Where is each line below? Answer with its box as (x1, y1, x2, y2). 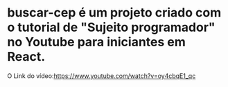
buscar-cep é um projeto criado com (7, 5, 222, 21)
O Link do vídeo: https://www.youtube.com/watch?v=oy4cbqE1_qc (7, 71, 196, 80)
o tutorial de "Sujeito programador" (7, 19, 216, 35)
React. (7, 49, 46, 65)
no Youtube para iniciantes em (7, 35, 186, 50)
